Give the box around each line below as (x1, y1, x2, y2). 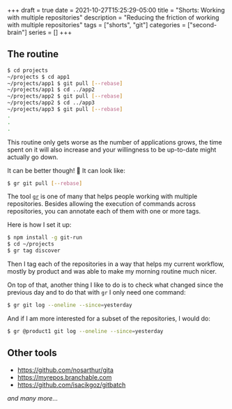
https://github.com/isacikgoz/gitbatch (17, 380, 126, 389)
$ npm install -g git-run (7, 234, 82, 241)
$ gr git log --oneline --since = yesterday (7, 302, 132, 309)
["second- (187, 21, 217, 29)
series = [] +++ (28, 28, 72, 36)
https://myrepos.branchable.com (17, 373, 112, 381)
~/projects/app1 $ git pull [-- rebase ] (7, 80, 123, 87)
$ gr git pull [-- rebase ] (7, 179, 82, 187)
